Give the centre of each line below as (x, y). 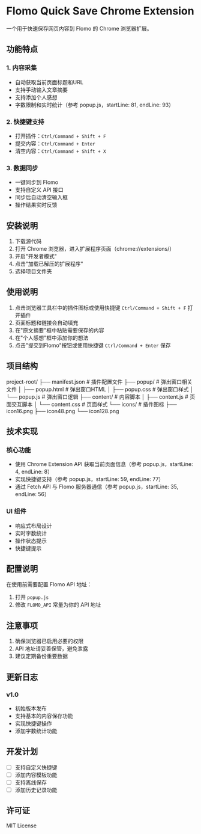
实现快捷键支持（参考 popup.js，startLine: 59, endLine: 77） (89, 479)
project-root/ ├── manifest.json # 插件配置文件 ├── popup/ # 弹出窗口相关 (100, 382)
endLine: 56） (32, 494)
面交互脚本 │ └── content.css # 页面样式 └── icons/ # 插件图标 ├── (91, 404)
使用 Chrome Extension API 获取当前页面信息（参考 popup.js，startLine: (104, 464)
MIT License (22, 826)
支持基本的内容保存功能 (44, 716)
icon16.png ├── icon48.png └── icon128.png (63, 411)
